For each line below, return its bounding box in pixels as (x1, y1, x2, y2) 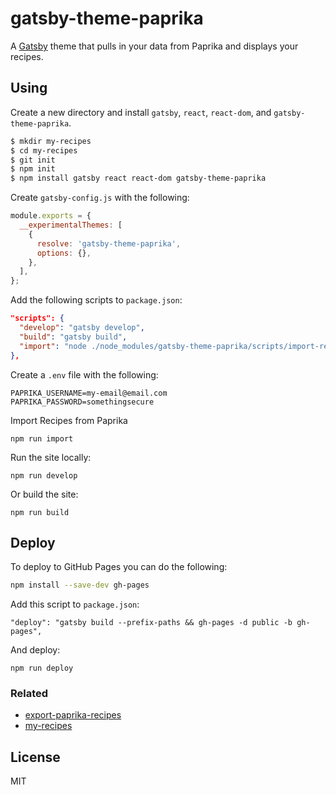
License (10, 748, 61, 766)
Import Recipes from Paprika (10, 414, 128, 426)
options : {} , (36, 248, 92, 258)
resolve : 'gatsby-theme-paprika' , (36, 238, 182, 249)
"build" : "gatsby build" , (19, 332, 128, 342)
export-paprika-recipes (24, 709, 122, 721)
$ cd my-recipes (10, 145, 78, 156)
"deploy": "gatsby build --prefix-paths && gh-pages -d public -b (10, 618, 293, 628)
